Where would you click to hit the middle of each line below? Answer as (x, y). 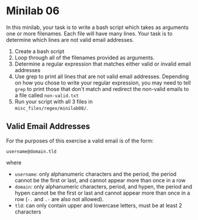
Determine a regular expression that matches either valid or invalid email (103, 64)
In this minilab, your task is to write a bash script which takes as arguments (98, 27)
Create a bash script (40, 51)
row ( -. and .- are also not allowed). (59, 199)
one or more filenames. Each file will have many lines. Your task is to (89, 33)
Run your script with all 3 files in (53, 101)
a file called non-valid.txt (47, 95)
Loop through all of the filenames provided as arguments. (85, 57)
